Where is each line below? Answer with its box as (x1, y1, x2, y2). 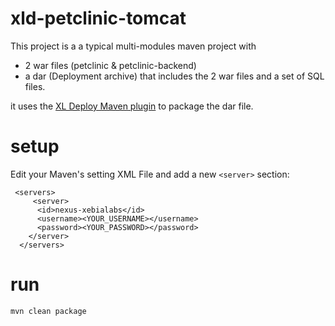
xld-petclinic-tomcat (10, 7, 187, 30)
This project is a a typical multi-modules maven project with (10, 40, 257, 52)
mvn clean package (10, 306, 87, 316)
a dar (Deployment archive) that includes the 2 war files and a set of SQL (24, 70, 325, 82)
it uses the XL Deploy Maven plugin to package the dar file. (10, 100, 254, 112)
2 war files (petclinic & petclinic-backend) (24, 59, 197, 71)
